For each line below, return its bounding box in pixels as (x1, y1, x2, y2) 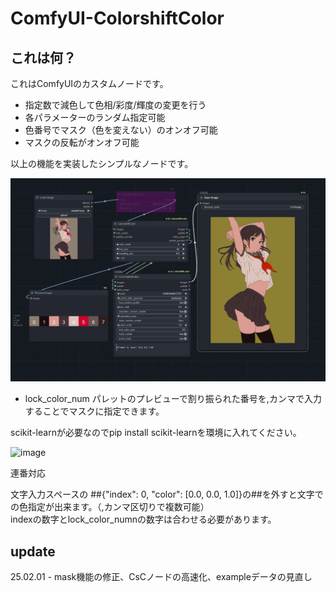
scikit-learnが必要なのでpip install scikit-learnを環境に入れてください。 (10, 427, 302, 439)
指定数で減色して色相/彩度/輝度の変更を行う (24, 99, 207, 111)
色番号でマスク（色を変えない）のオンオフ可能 (24, 124, 218, 136)
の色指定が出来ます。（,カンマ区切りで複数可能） (10, 501, 210, 513)
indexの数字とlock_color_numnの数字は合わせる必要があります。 (10, 513, 277, 526)
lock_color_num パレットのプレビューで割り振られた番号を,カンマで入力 (24, 393, 322, 405)
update (10, 543, 56, 560)
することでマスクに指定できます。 (24, 405, 165, 417)
